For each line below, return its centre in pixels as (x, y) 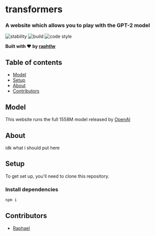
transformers (34, 9)
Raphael (21, 228)
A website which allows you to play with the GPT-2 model (78, 26)
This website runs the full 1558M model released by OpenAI (68, 120)
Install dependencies (32, 189)
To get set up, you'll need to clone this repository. (57, 176)
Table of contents (34, 62)
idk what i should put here (33, 148)
